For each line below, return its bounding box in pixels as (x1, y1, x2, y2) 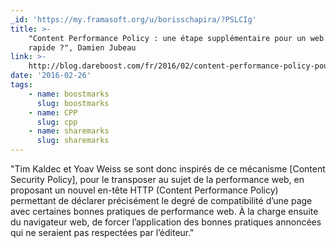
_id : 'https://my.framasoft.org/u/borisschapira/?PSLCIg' (10, 14, 257, 25)
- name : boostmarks (28, 89, 110, 99)
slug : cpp (36, 117, 78, 127)
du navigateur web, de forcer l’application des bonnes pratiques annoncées (10, 216, 322, 228)
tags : (10, 80, 33, 90)
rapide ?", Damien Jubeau (28, 42, 137, 53)
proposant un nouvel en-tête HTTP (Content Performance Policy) (10, 184, 279, 196)
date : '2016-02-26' (10, 71, 92, 81)
